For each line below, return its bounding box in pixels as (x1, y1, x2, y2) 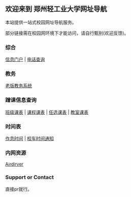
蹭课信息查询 (5, 97, 37, 104)
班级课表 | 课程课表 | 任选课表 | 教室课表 (5, 109, 89, 115)
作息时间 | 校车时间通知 (5, 136, 54, 141)
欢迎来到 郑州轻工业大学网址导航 (5, 5, 107, 14)
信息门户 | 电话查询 (5, 56, 45, 62)
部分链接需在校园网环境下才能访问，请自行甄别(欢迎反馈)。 (5, 30, 129, 36)
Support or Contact (5, 174, 54, 181)
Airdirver (5, 161, 24, 167)
